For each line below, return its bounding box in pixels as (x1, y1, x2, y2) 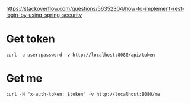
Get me (6, 71, 43, 85)
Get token (6, 32, 55, 46)
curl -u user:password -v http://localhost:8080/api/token (6, 52, 155, 58)
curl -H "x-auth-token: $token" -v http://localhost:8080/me (6, 91, 161, 97)
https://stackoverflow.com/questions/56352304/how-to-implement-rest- (6, 5, 185, 12)
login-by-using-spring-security (6, 11, 82, 18)
